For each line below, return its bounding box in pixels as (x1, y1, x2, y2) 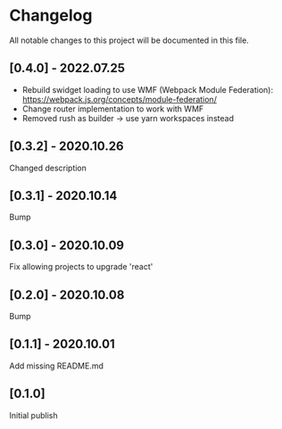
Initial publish (9, 409, 58, 420)
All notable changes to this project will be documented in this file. (9, 35, 250, 45)
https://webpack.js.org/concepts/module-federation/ (21, 94, 217, 104)
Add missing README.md (9, 360, 104, 371)
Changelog (9, 5, 93, 26)
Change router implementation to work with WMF (21, 103, 204, 114)
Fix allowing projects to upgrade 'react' (9, 261, 153, 272)
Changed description (9, 162, 87, 173)
